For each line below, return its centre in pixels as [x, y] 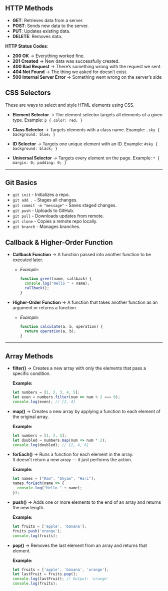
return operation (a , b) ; [50, 331]
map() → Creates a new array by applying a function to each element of [86, 411]
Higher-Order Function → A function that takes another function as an [85, 302]
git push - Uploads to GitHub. [43, 211]
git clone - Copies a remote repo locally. [55, 221]
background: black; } [35, 148]
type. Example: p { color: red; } [47, 120]
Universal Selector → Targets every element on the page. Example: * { [86, 158]
